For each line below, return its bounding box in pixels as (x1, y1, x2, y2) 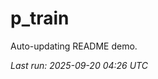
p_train (10, 7, 70, 30)
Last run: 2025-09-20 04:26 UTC (10, 59, 148, 71)
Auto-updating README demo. (10, 40, 138, 52)
